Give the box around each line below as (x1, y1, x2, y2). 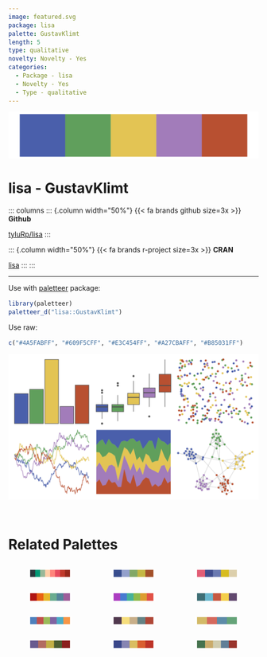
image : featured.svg (8, 13, 77, 21)
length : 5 (8, 38, 41, 46)
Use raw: (8, 323, 38, 332)
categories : (8, 64, 48, 72)
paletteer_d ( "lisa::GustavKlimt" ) (8, 307, 123, 316)
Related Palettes (8, 536, 118, 553)
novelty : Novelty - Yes (8, 55, 87, 63)
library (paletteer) (8, 299, 73, 307)
